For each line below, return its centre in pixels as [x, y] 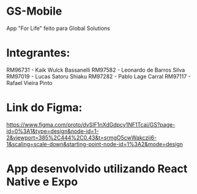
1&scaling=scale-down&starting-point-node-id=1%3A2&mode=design [95, 144]
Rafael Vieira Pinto [30, 83]
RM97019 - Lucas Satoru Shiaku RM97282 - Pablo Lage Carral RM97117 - [98, 76]
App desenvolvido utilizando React [97, 169]
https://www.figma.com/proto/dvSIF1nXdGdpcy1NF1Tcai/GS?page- [91, 124]
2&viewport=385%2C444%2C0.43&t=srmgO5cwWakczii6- [82, 137]
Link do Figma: [44, 108]
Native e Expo [42, 182]
